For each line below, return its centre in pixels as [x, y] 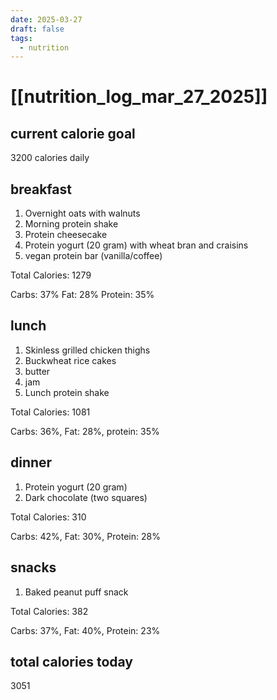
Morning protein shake [71, 224]
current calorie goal [73, 133]
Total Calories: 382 [49, 611]
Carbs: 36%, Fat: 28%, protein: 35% [85, 431]
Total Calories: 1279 [51, 275]
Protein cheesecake [66, 235]
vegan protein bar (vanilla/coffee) [93, 256]
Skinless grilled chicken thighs [87, 350]
